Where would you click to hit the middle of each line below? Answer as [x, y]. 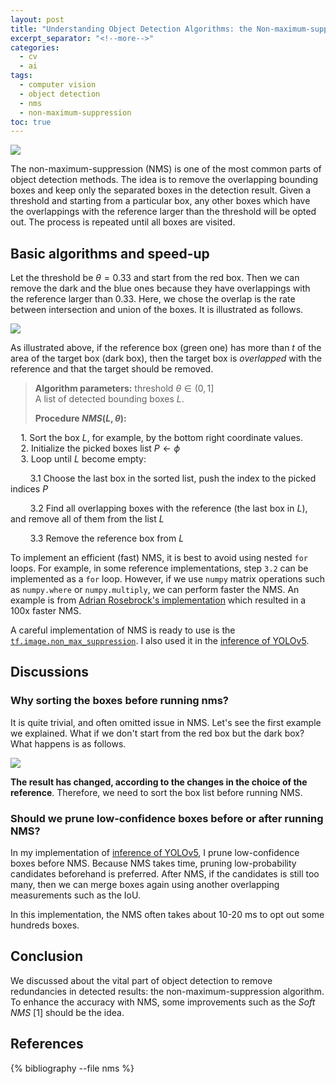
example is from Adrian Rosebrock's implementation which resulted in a [158, 600]
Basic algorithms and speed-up [110, 253]
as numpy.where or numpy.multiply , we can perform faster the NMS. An [155, 590]
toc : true [31, 122]
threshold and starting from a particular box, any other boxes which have [160, 201]
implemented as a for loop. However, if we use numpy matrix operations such [168, 579]
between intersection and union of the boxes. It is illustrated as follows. [157, 310]
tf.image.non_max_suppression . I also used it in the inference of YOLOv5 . [160, 641]
